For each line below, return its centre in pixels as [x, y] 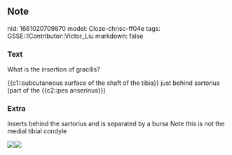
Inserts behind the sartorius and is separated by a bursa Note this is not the [116, 124]
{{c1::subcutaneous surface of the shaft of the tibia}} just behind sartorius [114, 83]
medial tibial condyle [37, 131]
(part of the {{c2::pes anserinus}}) [57, 90]
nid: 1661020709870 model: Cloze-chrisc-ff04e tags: [84, 28]
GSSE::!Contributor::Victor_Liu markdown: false [75, 36]
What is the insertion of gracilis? [54, 69]
